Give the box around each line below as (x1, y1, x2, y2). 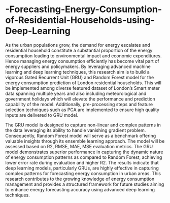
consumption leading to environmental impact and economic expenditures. (5, 52, 162, 59)
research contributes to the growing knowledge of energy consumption (5, 176, 155, 182)
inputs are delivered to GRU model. (5, 112, 79, 118)
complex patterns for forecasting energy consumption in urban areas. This (5, 170, 161, 176)
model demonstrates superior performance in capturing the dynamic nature (5, 149, 163, 155)
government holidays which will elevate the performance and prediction (5, 95, 156, 102)
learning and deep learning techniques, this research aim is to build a (5, 69, 150, 75)
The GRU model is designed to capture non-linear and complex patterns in (5, 122, 161, 128)
